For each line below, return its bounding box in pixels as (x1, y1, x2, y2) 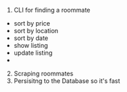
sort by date (13, 34, 48, 42)
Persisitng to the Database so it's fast (13, 77, 121, 85)
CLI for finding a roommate (13, 6, 91, 14)
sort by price (13, 19, 50, 27)
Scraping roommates (13, 69, 74, 77)
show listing (13, 42, 48, 49)
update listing (13, 48, 53, 57)
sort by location (13, 27, 59, 35)
